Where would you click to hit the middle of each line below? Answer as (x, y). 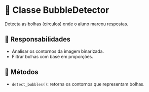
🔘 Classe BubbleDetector (57, 10)
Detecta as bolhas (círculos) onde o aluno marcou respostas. (67, 24)
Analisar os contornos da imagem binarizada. (58, 51)
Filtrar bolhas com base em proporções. (52, 56)
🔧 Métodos (22, 72)
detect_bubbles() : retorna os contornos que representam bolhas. (78, 84)
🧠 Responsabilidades (37, 39)
